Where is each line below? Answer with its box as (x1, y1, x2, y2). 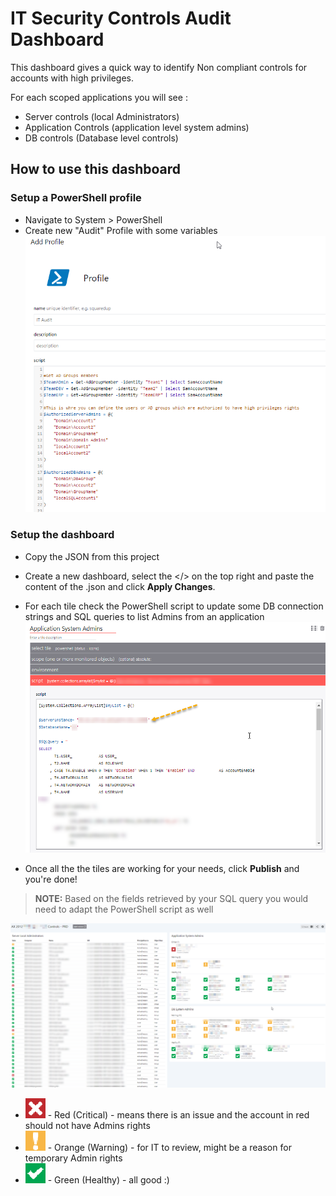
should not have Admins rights (24, 1120, 151, 1132)
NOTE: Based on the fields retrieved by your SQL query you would (34, 892, 309, 904)
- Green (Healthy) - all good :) (47, 1174, 170, 1186)
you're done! (24, 873, 78, 885)
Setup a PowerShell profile (10, 191, 142, 205)
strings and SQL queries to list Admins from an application (24, 610, 265, 622)
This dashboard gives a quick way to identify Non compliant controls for (10, 61, 308, 73)
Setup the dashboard (10, 528, 115, 542)
